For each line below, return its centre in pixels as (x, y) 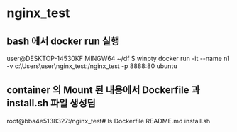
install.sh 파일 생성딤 (51, 103)
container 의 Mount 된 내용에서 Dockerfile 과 (103, 90)
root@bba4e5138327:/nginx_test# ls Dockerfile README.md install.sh (109, 121)
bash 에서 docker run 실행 (63, 41)
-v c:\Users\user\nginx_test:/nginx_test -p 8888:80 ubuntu (92, 66)
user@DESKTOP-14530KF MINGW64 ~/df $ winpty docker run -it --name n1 (118, 59)
